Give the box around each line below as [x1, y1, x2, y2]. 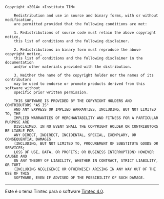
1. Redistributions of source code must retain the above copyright [14, 30, 156, 35]
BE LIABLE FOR [5, 128, 34, 133]
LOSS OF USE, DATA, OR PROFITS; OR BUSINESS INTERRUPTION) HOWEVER [14, 150, 154, 155]
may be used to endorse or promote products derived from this [14, 81, 145, 86]
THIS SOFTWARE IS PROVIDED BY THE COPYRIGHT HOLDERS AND [14, 99, 132, 103]
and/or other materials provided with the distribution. [14, 64, 132, 69]
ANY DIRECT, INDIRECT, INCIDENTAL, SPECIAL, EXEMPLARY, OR [14, 133, 137, 138]
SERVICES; [5, 145, 25, 150]
